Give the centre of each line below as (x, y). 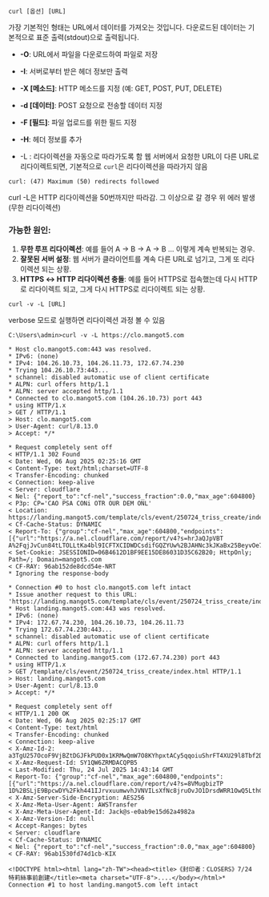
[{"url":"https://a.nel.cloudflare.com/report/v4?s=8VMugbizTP (116, 784)
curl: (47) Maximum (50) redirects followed (84, 182)
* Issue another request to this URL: (73, 595)
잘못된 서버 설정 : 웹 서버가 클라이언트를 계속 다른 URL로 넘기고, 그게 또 (130, 259)
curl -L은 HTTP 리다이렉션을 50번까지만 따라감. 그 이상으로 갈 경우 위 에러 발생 (132, 197)
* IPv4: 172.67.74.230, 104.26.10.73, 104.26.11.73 (96, 623)
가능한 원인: (30, 230)
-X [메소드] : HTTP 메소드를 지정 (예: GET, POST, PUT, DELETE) (121, 88)
